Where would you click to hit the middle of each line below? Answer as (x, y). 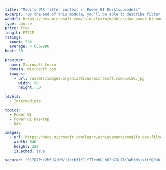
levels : (13, 96)
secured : (14, 160)
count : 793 (21, 42)
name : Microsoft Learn (33, 65)
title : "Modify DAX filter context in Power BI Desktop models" (73, 10)
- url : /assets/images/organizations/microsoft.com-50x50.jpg (79, 79)
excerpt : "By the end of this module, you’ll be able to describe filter (83, 14)
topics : (13, 110)
